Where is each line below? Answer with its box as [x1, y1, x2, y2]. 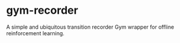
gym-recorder [6, 4, 78, 17]
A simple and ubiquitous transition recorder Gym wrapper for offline [6, 23, 175, 30]
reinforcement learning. [6, 29, 65, 36]
